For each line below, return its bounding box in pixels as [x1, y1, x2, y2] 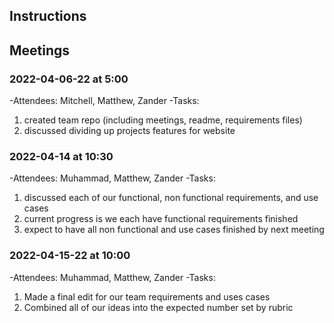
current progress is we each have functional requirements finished [23, 213, 299, 225]
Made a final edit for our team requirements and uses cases [23, 290, 271, 303]
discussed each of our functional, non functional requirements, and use [23, 192, 319, 204]
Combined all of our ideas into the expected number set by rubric [23, 301, 294, 313]
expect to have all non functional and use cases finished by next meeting [23, 224, 325, 236]
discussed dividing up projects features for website [23, 125, 236, 137]
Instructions [9, 8, 87, 25]
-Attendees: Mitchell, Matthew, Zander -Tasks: [9, 95, 200, 107]
